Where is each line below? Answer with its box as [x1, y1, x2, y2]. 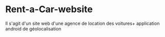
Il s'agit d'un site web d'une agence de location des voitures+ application [5, 20, 160, 26]
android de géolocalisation [5, 25, 61, 31]
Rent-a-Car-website [5, 4, 93, 15]
